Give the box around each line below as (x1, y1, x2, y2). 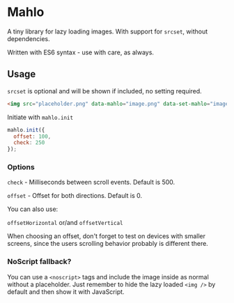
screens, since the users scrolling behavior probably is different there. (7, 240, 209, 248)
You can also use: (7, 205, 58, 213)
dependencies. (7, 34, 50, 42)
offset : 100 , (13, 133, 52, 140)
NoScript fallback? (7, 257, 72, 267)
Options (7, 162, 35, 172)
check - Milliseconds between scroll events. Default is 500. (7, 178, 175, 187)
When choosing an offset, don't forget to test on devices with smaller (7, 232, 206, 240)
